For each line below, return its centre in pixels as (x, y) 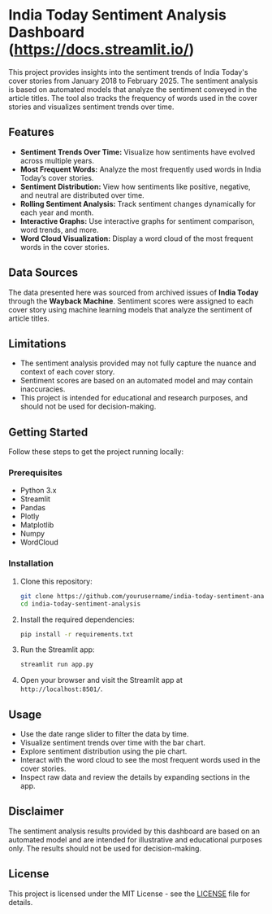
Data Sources (43, 273)
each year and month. (57, 212)
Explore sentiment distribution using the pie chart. (104, 751)
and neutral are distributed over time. (82, 195)
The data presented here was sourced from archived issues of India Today (134, 292)
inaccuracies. (43, 389)
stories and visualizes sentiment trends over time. (91, 107)
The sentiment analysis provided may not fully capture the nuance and (138, 363)
